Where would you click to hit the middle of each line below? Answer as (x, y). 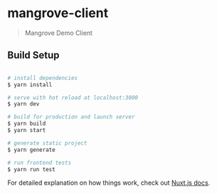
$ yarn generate (31, 150)
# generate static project (47, 143)
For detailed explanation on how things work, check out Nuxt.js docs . (109, 183)
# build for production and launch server (71, 117)
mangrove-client (58, 13)
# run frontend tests (39, 163)
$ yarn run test (31, 169)
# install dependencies (43, 78)
